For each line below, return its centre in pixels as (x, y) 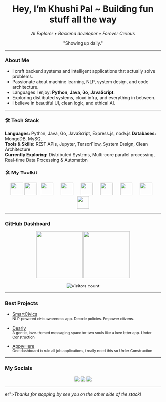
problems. (22, 77)
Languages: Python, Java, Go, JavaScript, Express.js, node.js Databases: (81, 133)
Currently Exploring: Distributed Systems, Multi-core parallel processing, (80, 154)
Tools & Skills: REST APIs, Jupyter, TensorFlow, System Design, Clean (77, 144)
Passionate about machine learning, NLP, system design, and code (80, 82)
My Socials (19, 368)
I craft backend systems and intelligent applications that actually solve (84, 71)
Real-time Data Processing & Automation (46, 160)
